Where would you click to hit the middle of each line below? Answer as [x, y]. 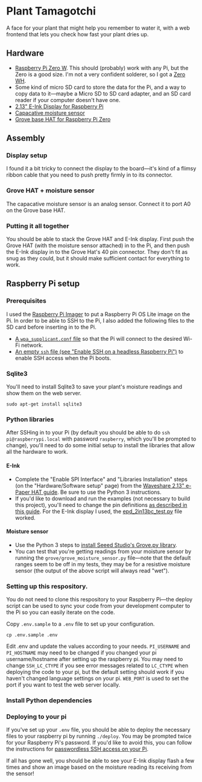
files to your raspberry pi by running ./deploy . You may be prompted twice [99, 736]
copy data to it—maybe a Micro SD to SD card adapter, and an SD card [103, 93]
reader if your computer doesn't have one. [68, 100]
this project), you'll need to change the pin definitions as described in [101, 505]
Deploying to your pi [36, 716]
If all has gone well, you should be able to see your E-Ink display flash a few [100, 761]
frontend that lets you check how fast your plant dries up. [77, 34]
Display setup [27, 155]
